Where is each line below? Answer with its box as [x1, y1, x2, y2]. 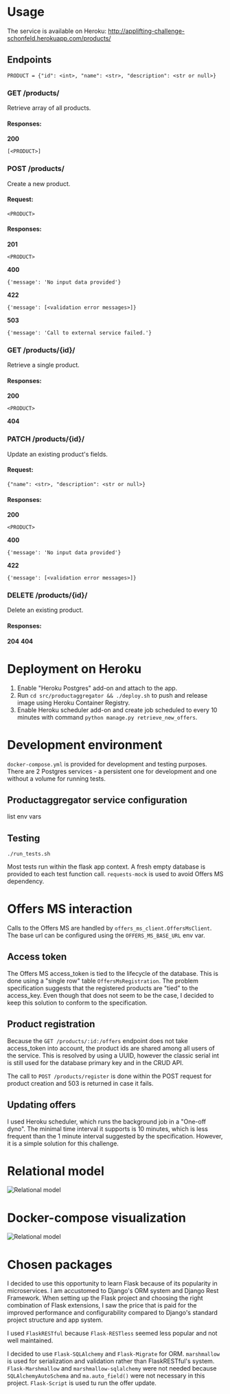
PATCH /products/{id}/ [7, 434, 84, 444]
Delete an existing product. [7, 606, 84, 615]
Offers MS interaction [7, 901, 133, 917]
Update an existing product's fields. [7, 450, 108, 458]
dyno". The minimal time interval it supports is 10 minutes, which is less [7, 1124, 208, 1133]
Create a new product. [7, 179, 71, 187]
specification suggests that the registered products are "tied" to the [7, 983, 198, 992]
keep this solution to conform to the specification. [7, 998, 148, 1007]
